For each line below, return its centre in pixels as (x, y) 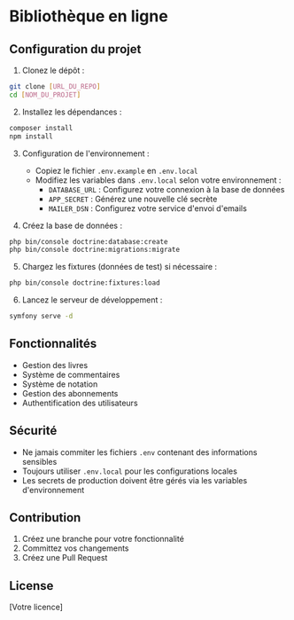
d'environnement (53, 490)
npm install (31, 136)
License (31, 586)
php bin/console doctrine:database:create (89, 241)
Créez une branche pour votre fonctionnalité (103, 539)
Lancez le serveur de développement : (92, 300)
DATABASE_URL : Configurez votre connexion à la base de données (166, 189)
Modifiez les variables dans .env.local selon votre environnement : (158, 180)
